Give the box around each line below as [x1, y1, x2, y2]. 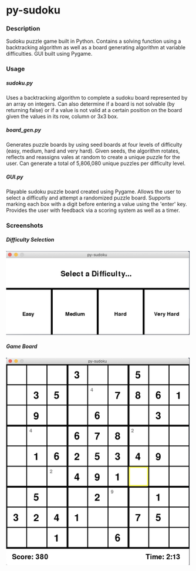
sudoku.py [6, 80, 33, 86]
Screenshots [6, 221, 43, 229]
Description [6, 25, 40, 33]
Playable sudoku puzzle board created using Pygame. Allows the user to [6, 188, 181, 195]
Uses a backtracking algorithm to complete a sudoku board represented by [6, 94, 188, 102]
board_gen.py [6, 126, 41, 133]
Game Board [6, 343, 38, 350]
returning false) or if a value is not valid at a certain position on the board [6, 107, 183, 114]
